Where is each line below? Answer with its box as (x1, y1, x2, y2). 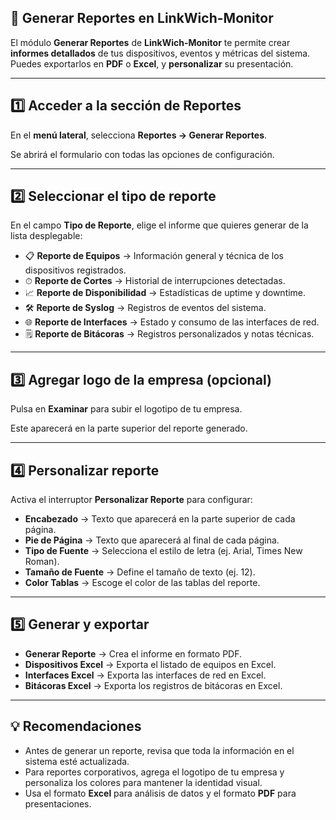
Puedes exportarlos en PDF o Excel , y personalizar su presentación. (10, 57, 294, 70)
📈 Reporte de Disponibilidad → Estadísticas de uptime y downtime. (24, 287, 307, 299)
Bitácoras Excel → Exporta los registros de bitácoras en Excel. (24, 679, 283, 691)
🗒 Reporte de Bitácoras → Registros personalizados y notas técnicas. (24, 328, 315, 340)
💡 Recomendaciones (10, 718, 142, 735)
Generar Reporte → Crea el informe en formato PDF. (24, 647, 243, 660)
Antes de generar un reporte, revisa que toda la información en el (24, 744, 295, 756)
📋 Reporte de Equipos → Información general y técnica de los (24, 250, 284, 262)
